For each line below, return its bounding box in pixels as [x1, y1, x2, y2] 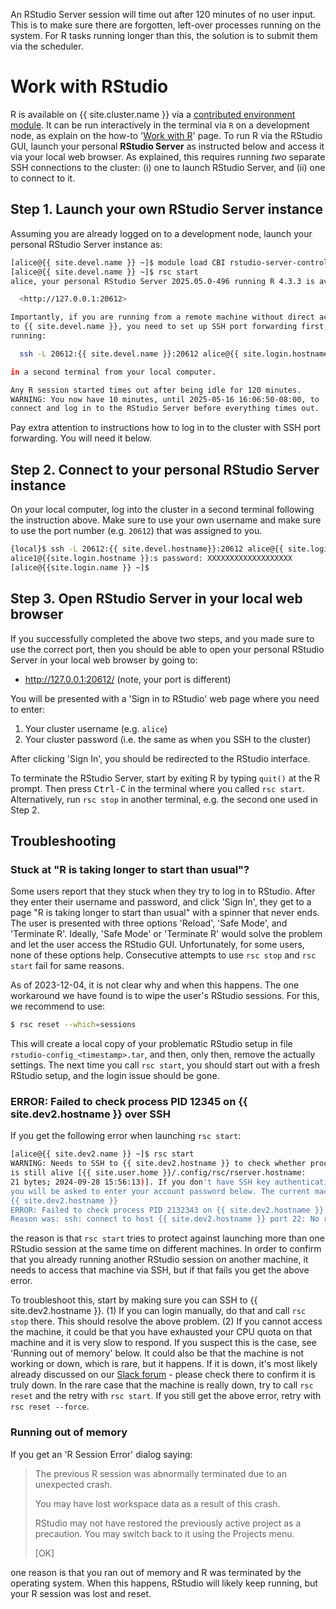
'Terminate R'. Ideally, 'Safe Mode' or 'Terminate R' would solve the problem [10, 928, 323, 940]
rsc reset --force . [10, 1400, 90, 1413]
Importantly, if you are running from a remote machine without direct [10, 312, 315, 323]
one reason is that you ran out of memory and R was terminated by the [10, 1566, 302, 1578]
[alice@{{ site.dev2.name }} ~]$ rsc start [10, 1149, 195, 1159]
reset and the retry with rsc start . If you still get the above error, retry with [10, 1390, 322, 1402]
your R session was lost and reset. [10, 1587, 152, 1599]
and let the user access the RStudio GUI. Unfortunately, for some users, [10, 939, 305, 951]
